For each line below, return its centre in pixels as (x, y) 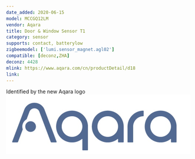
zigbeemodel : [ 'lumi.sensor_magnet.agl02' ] (60, 50)
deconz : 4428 (22, 62)
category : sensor (27, 37)
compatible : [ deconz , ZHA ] (38, 56)
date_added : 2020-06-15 (35, 12)
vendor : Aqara (24, 25)
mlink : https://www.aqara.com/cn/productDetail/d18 (71, 68)
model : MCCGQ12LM (27, 18)
